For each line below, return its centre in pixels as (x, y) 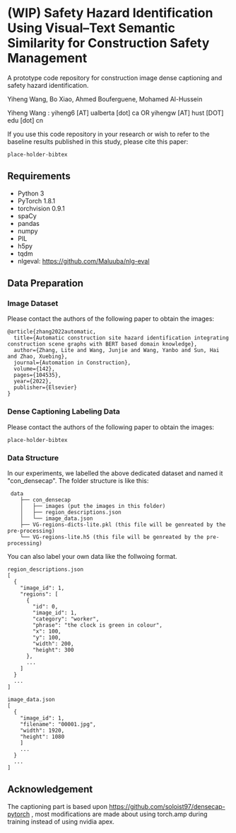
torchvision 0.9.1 (41, 208)
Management (47, 58)
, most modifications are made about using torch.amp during (119, 814)
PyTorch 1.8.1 (36, 200)
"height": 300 (53, 650)
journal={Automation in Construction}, (72, 363)
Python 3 (31, 193)
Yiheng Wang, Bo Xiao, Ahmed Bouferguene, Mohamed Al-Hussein (105, 99)
